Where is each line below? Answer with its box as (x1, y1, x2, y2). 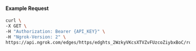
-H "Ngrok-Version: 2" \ (5, 34, 66, 40)
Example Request (5, 5, 49, 12)
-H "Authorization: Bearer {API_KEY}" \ (5, 28, 106, 35)
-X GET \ (5, 23, 27, 29)
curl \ (5, 18, 22, 23)
